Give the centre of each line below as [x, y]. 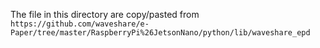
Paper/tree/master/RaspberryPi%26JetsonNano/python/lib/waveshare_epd [160, 33]
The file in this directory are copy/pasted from [105, 14]
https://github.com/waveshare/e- [80, 24]
